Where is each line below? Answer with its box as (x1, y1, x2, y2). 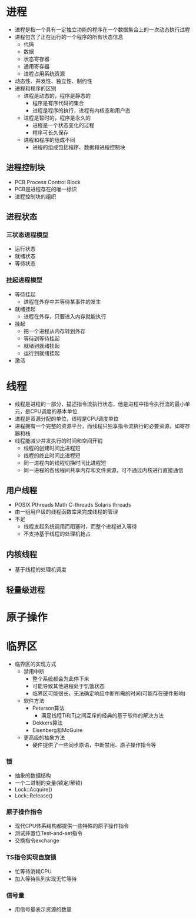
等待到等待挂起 (23, 335, 60, 342)
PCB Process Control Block (14, 178, 81, 185)
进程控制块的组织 (14, 192, 57, 200)
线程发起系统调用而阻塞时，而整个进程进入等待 (23, 523, 137, 530)
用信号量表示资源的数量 (14, 906, 72, 913)
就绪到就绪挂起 (23, 342, 60, 349)
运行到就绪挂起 (23, 350, 60, 357)
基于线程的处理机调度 (14, 566, 67, 573)
